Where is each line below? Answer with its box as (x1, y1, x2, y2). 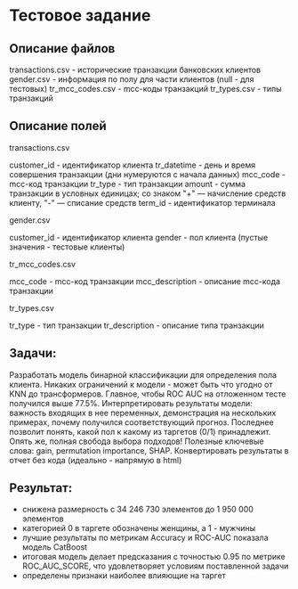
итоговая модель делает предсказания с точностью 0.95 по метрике (21, 552, 286, 562)
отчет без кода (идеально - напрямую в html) (9, 454, 182, 465)
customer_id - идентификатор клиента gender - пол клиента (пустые (9, 232, 269, 242)
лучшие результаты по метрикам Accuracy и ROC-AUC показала (21, 532, 269, 544)
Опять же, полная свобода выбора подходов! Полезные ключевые (9, 436, 264, 446)
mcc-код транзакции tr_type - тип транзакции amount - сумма (9, 178, 246, 189)
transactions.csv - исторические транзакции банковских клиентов (9, 64, 261, 75)
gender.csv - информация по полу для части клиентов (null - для (9, 74, 254, 85)
